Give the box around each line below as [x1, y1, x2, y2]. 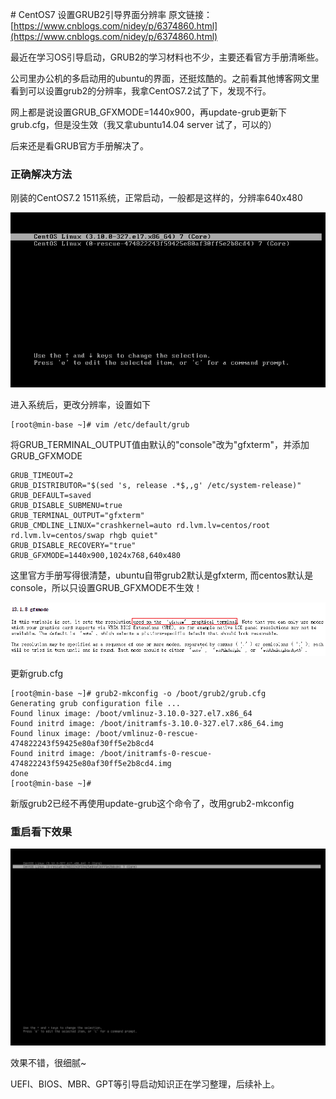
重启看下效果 [10, 824, 73, 838]
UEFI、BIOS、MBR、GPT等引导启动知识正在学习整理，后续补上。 [10, 1078, 280, 1090]
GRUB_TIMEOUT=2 [10, 471, 74, 481]
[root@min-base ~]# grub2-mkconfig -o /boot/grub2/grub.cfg [10, 688, 267, 698]
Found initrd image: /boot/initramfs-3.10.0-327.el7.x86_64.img [10, 718, 284, 728]
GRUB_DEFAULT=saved [10, 491, 92, 501]
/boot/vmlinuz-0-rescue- [95, 728, 199, 738]
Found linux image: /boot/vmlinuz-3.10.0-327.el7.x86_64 [10, 708, 253, 718]
